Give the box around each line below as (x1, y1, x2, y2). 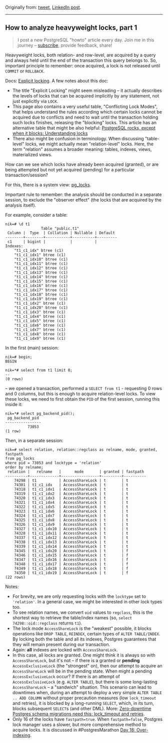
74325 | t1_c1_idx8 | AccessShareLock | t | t (14, 517, 128, 522)
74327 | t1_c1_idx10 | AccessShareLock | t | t (14, 526, 128, 531)
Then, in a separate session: (5, 437, 63, 443)
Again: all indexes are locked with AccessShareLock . (12, 646, 118, 653)
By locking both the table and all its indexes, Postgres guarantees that (12, 636, 156, 642)
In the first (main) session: (5, 344, 59, 351)
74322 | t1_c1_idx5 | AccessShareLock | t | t (14, 504, 128, 509)
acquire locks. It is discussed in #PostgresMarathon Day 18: (12, 726, 135, 733)
